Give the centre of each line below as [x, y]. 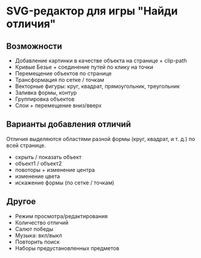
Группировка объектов [45, 99]
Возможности [34, 46]
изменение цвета [37, 176]
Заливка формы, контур [46, 93]
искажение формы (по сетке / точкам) [65, 183]
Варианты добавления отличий [69, 124]
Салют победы [34, 229]
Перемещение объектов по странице [63, 73]
